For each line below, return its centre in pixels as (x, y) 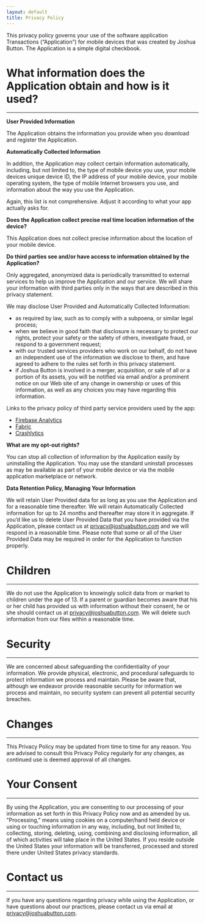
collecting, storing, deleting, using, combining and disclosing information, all (102, 833)
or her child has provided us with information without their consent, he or (98, 606)
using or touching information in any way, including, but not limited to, (94, 827)
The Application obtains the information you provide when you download (98, 134)
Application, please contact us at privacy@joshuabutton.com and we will (98, 526)
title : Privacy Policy (35, 18)
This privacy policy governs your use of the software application (87, 35)
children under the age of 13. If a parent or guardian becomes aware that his (102, 600)
